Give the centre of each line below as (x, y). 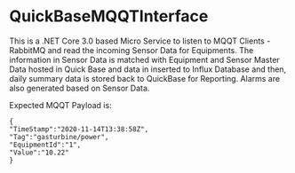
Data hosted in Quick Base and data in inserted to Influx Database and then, (148, 69)
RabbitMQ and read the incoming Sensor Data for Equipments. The (132, 50)
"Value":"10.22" (39, 153)
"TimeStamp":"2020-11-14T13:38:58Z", (79, 129)
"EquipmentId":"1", (45, 145)
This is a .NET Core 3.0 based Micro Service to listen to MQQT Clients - (140, 41)
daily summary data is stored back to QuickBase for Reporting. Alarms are (145, 78)
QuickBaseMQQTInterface (109, 16)
